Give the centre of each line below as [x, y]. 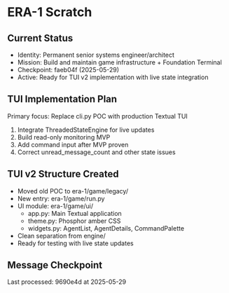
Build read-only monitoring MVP [64, 137]
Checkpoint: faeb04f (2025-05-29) [68, 70]
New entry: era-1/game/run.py [61, 198]
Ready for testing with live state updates [76, 243]
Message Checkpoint [55, 265]
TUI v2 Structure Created [63, 174]
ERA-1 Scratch [50, 12]
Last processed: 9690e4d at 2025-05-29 [67, 282]
